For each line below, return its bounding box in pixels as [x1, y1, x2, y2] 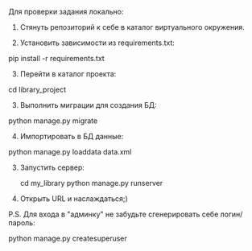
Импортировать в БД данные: [19, 132, 124, 141]
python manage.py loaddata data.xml [8, 147, 132, 156]
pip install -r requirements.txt [8, 54, 105, 63]
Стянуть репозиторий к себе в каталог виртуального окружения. [19, 23, 245, 31]
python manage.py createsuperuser [8, 233, 127, 243]
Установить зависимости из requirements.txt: [19, 38, 176, 47]
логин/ [220, 209, 243, 219]
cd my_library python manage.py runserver [19, 179, 163, 187]
